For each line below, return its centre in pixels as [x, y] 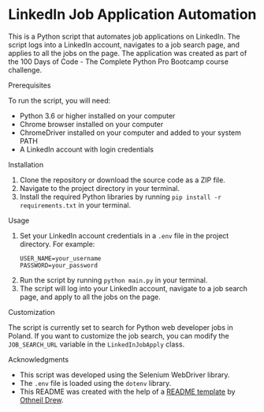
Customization [32, 312]
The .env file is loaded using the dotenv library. [95, 383]
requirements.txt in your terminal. [75, 205]
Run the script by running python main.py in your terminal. [113, 280]
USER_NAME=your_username [60, 258]
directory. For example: [57, 244]
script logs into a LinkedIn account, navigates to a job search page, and [124, 44]
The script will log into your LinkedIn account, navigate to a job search [134, 288]
